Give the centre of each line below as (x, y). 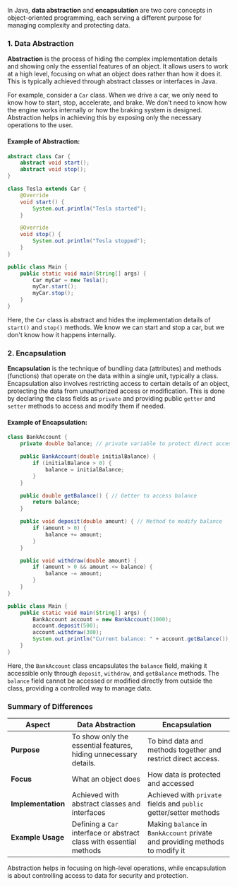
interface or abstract (105, 833)
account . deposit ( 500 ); (66, 626)
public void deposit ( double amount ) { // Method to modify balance (121, 522)
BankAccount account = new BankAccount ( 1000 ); (102, 619)
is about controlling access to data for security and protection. (98, 876)
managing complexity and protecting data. (69, 25)
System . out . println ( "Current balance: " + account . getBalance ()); (132, 639)
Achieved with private (185, 795)
